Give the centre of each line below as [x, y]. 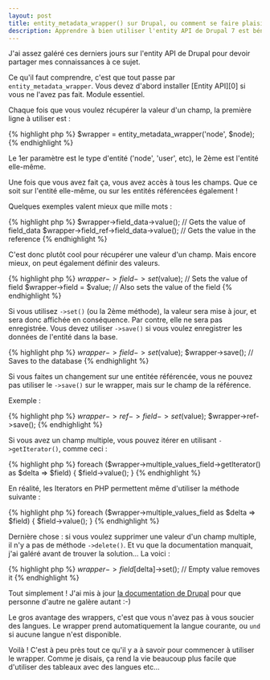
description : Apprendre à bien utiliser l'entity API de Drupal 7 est [129, 31]
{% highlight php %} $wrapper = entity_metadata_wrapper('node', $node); [132, 134]
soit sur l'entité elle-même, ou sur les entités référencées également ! [123, 191]
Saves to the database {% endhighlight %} [79, 361]
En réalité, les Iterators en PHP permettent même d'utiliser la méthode [124, 489]
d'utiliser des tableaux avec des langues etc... [84, 667]
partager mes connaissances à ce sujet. [74, 62]
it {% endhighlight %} [44, 578]
